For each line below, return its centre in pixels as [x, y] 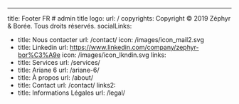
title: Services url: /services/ [59, 62]
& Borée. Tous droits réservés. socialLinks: [70, 26]
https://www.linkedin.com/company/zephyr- [134, 47]
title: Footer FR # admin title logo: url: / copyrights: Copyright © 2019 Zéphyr [119, 18]
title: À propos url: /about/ [55, 78]
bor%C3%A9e [39, 55]
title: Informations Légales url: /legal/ [71, 93]
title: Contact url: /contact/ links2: [67, 85]
